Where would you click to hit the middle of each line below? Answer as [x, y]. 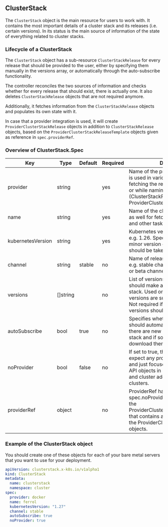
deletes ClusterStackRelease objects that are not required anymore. [75, 97]
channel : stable [26, 511]
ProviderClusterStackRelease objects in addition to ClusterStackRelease [79, 127]
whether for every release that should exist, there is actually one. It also [79, 91]
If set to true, [144, 352]
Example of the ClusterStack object [49, 444]
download [140, 344]
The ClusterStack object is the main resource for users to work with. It [77, 20]
